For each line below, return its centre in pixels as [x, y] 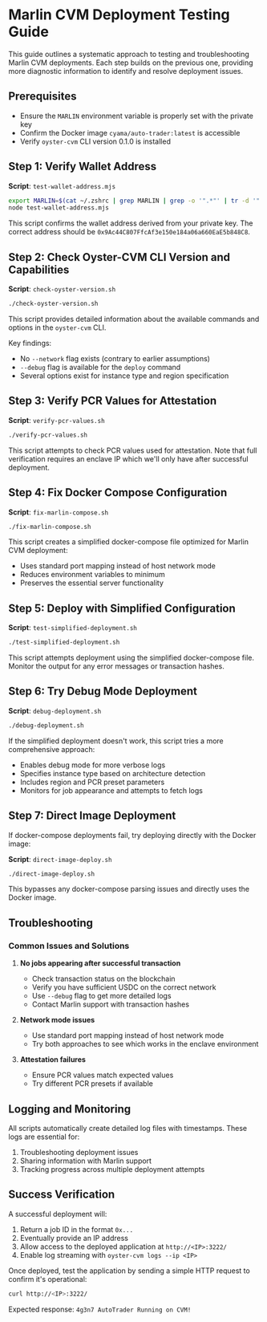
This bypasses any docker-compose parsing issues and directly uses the [129, 889]
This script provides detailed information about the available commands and [134, 319]
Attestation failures [53, 1060]
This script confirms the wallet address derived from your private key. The [131, 223]
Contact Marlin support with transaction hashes [111, 1004]
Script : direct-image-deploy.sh [60, 859]
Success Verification [62, 1195]
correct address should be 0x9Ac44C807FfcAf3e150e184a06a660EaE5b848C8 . [129, 232]
